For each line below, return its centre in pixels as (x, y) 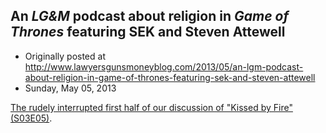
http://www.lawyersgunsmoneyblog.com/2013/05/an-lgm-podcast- (164, 66)
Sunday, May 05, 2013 (70, 88)
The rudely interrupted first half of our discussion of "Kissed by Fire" (151, 107)
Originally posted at (65, 56)
